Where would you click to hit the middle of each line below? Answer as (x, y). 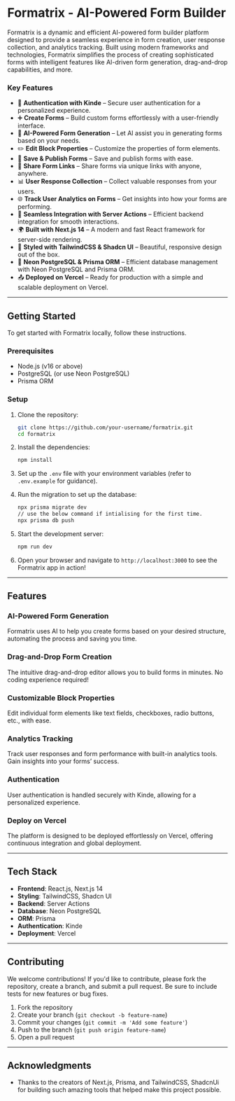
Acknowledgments (50, 1066)
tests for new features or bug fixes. (58, 994)
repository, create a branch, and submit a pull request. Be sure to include (112, 986)
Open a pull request (46, 1037)
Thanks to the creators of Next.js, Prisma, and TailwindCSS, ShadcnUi (118, 1082)
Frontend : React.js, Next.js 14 (60, 889)
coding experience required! (48, 679)
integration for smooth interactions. (68, 221)
